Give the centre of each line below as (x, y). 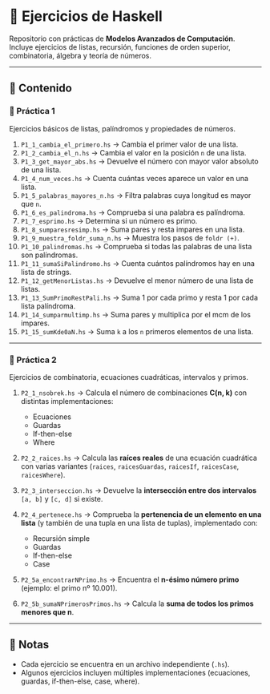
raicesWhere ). (43, 474)
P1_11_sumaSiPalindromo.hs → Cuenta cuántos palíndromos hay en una (138, 263)
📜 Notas (29, 645)
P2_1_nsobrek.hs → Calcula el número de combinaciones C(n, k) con (134, 393)
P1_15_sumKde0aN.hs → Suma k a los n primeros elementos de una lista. (137, 331)
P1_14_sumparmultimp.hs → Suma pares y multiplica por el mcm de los (136, 314)
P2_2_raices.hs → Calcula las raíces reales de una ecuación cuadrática (139, 458)
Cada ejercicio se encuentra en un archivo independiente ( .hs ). (125, 664)
